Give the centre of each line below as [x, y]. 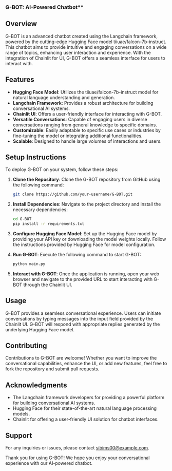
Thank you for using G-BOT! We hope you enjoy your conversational [78, 458]
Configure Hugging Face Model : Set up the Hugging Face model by [85, 233]
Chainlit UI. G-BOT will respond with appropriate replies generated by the [83, 324]
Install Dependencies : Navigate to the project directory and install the [87, 204]
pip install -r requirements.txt [49, 224]
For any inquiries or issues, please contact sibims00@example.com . [78, 448]
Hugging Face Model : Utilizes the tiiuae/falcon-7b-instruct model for [85, 92]
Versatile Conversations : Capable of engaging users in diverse [80, 119]
